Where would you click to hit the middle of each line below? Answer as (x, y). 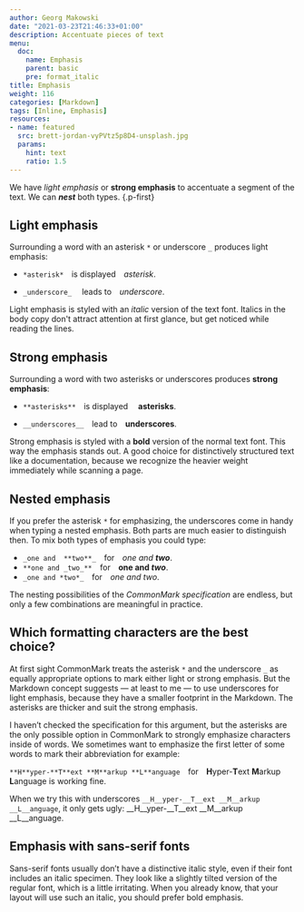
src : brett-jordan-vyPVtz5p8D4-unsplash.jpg (103, 136)
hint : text (46, 152)
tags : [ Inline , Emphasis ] (58, 111)
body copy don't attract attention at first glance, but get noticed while (139, 319)
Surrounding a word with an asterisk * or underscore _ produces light (139, 247)
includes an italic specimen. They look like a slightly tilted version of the (143, 878)
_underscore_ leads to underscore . (93, 292)
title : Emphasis (40, 85)
